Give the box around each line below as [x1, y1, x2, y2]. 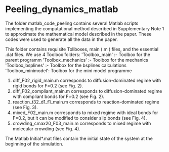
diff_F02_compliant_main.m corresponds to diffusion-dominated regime [12, 88, 162, 94]
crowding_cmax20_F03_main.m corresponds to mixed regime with [12, 120, 151, 126]
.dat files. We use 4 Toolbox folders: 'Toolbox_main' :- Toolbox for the [5, 52, 151, 58]
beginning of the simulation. [5, 140, 64, 147]
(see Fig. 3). [12, 104, 38, 110]
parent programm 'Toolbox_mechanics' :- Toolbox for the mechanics [5, 57, 148, 63]
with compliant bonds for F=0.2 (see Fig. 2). [12, 93, 105, 99]
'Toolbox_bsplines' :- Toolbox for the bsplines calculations [5, 62, 126, 68]
